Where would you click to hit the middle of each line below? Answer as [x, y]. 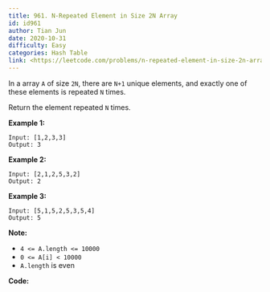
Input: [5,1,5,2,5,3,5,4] [51, 211]
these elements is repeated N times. [67, 91]
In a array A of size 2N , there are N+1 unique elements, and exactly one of [128, 83]
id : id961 [25, 23]
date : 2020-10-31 [37, 38]
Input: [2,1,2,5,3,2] [45, 174]
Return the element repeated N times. [70, 107]
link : [17, 61]
